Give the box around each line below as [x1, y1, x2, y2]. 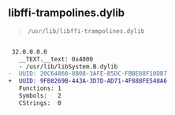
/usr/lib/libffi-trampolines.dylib [27, 27, 145, 35]
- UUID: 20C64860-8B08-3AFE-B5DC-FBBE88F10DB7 [8, 70, 168, 78]
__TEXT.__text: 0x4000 [18, 55, 93, 63]
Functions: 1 [18, 84, 61, 93]
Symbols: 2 [18, 92, 61, 100]
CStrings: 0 [18, 98, 61, 107]
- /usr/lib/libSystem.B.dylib [18, 62, 118, 70]
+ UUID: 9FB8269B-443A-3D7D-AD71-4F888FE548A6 [8, 77, 168, 85]
